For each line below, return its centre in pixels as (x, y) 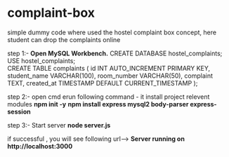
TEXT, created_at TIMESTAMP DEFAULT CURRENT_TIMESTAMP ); (103, 83)
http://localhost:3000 (40, 146)
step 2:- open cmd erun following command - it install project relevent (109, 97)
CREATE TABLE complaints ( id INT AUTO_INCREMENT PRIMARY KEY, (109, 68)
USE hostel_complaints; (41, 60)
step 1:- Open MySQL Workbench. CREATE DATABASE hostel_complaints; (115, 53)
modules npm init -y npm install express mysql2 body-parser (98, 104)
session (19, 111)
